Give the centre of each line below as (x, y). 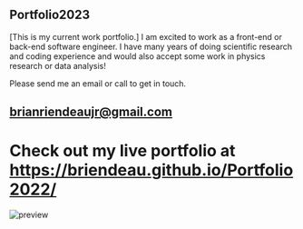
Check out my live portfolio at (122, 151)
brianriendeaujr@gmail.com (91, 112)
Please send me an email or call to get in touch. (98, 83)
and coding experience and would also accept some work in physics (137, 56)
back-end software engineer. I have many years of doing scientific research (151, 46)
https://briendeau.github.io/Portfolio (151, 170)
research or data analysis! (58, 65)
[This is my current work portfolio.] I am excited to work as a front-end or (146, 36)
